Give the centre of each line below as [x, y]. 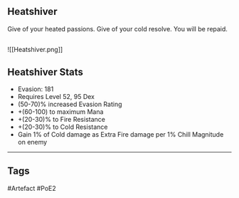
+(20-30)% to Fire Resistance [61, 120]
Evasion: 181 [36, 89]
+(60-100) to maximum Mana [60, 112]
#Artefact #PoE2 [32, 188]
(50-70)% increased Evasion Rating [70, 104]
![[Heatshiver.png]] [35, 50]
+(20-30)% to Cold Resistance [63, 127]
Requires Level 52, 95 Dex [56, 97]
